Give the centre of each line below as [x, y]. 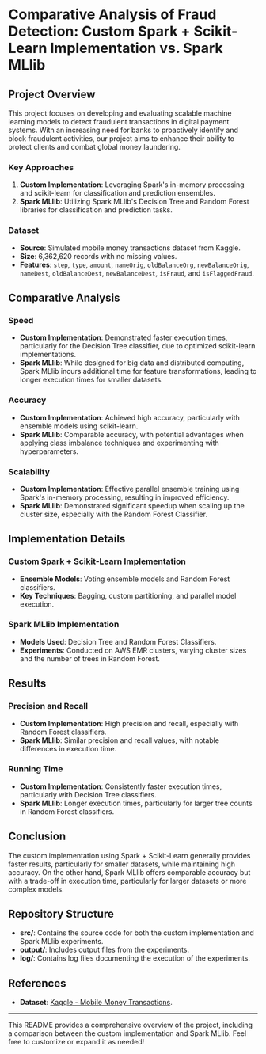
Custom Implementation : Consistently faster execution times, [121, 786]
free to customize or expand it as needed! [76, 1042]
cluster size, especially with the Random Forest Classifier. [114, 514]
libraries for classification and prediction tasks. [96, 210]
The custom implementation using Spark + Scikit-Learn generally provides [129, 855]
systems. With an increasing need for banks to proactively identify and [123, 130]
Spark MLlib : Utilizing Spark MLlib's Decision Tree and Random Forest [134, 202]
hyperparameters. [49, 451]
